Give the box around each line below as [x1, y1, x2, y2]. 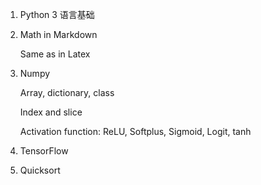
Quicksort [19, 164, 61, 176]
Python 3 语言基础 [19, 9, 95, 20]
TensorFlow [19, 145, 69, 157]
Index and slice [19, 106, 83, 118]
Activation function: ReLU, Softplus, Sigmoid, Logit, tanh [19, 126, 252, 137]
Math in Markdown [19, 29, 98, 40]
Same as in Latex [19, 48, 91, 60]
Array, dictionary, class [19, 87, 115, 98]
